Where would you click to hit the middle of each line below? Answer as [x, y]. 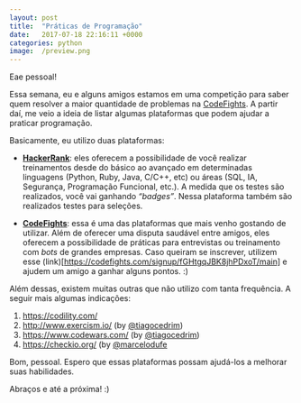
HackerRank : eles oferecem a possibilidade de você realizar [135, 158]
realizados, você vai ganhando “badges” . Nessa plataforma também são [157, 197]
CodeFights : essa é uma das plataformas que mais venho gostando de [154, 224]
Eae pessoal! [33, 77]
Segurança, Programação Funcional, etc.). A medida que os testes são [153, 187]
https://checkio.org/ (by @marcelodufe [95, 344]
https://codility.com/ [60, 316]
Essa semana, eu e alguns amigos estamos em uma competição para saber [150, 95]
